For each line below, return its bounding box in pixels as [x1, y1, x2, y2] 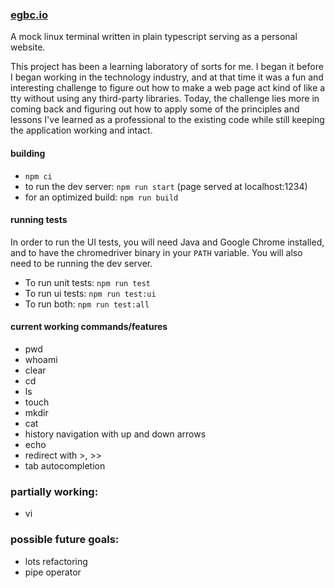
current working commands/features [10, 321, 168, 333]
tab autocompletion [24, 459, 106, 472]
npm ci [24, 171, 53, 182]
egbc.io [10, 8, 48, 22]
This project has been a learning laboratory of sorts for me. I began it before [10, 61, 324, 73]
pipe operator [24, 566, 82, 578]
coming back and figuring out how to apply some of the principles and [10, 103, 300, 115]
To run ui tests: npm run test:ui [24, 287, 157, 299]
